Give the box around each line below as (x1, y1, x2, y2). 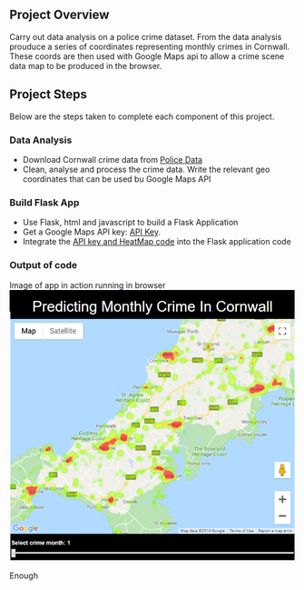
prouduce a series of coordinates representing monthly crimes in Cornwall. (9, 41, 290, 52)
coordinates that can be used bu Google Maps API (22, 173, 211, 185)
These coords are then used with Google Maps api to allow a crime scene (9, 50, 285, 62)
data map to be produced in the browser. (9, 60, 162, 71)
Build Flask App (9, 195, 80, 208)
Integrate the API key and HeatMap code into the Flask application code (22, 236, 292, 247)
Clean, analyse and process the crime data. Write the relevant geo (22, 164, 270, 175)
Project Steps (9, 86, 88, 103)
